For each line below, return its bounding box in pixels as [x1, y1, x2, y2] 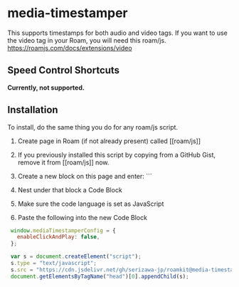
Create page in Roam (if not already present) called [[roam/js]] [17, 137, 201, 145]
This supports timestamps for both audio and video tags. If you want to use [7, 28, 228, 37]
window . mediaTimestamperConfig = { [10, 226, 116, 234]
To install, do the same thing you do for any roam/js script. [7, 122, 179, 131]
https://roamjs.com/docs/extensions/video [7, 43, 133, 52]
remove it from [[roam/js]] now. [17, 158, 110, 167]
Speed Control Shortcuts [7, 64, 119, 76]
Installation [7, 104, 58, 116]
